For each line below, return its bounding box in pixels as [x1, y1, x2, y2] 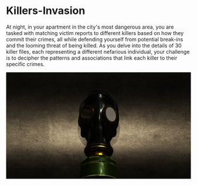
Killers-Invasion [6, 4, 86, 18]
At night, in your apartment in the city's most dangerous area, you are [6, 23, 174, 30]
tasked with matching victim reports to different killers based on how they [6, 29, 184, 36]
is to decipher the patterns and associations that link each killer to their [6, 54, 178, 61]
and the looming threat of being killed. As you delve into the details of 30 [6, 42, 182, 49]
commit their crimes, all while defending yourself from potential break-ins [6, 36, 184, 43]
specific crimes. [6, 60, 45, 68]
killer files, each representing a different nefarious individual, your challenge [6, 48, 190, 55]
